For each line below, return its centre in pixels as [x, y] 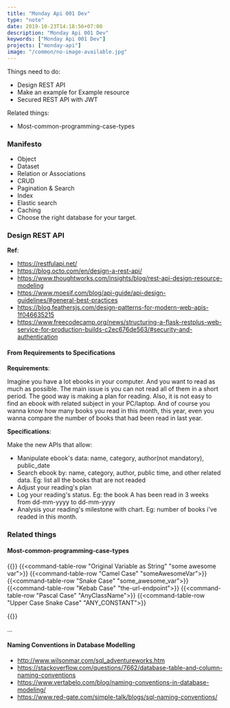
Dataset [28, 167]
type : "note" [26, 20]
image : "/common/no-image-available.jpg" [67, 52]
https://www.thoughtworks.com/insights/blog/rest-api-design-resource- [120, 278]
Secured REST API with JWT [57, 99]
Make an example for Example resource [73, 92]
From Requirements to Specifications [61, 353]
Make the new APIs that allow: [50, 444]
